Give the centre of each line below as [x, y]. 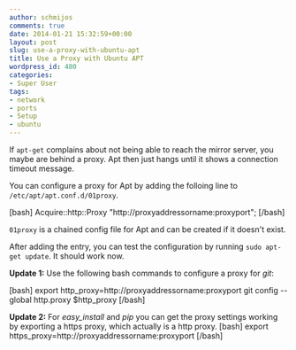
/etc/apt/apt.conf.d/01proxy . [64, 195]
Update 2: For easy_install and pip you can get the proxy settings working [144, 317]
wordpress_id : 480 [43, 67]
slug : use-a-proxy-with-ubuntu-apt [75, 51]
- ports [23, 108]
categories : [31, 75]
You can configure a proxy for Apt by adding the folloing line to [124, 186]
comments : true [37, 26]
